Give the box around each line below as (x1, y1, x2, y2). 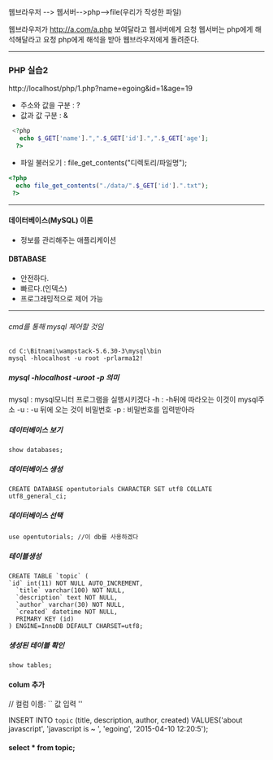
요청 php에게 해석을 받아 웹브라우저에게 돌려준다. (43, 35, 200, 44)
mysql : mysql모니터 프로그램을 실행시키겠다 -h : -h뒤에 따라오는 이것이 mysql (8, 394, 258, 405)
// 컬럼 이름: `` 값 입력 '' (8, 699, 83, 709)
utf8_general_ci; (8, 492, 67, 501)
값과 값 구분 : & (19, 111, 68, 121)
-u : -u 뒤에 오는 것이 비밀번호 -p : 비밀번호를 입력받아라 (16, 405, 195, 415)
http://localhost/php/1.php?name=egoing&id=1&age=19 (8, 84, 193, 94)
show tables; (8, 661, 53, 670)
